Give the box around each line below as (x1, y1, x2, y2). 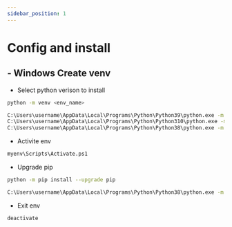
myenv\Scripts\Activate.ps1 (7, 150, 88, 158)
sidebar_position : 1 (7, 10, 67, 17)
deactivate (7, 215, 39, 221)
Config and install (7, 39, 111, 55)
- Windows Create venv (7, 67, 111, 80)
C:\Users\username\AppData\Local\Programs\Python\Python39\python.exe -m (7, 111, 224, 118)
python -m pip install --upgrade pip (7, 176, 116, 183)
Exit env (17, 201, 40, 210)
